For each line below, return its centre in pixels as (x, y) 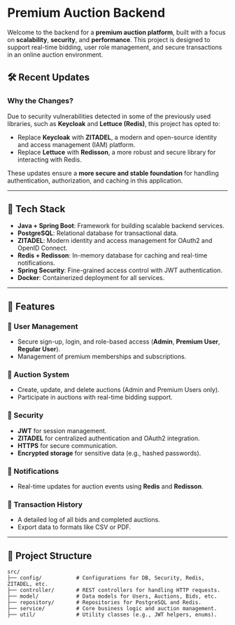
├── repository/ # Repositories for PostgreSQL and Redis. (104, 603)
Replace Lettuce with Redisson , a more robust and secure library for (116, 152)
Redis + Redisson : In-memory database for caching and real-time (112, 255)
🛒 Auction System (38, 374)
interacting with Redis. (49, 160)
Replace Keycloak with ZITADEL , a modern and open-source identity (117, 137)
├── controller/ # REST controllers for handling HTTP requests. (114, 590)
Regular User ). (39, 349)
